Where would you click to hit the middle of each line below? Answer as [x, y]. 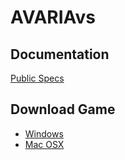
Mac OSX [44, 144]
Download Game [63, 109]
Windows [44, 133]
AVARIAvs [53, 17]
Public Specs [37, 78]
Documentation [60, 54]
